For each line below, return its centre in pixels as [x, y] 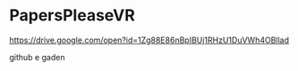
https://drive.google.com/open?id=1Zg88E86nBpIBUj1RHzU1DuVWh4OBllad [149, 40]
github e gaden [37, 57]
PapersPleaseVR [72, 16]
